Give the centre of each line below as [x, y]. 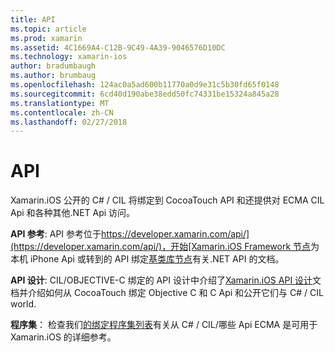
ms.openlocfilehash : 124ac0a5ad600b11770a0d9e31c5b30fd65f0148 [145, 85]
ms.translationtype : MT [60, 103]
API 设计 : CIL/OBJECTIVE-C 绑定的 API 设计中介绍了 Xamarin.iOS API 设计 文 [166, 280]
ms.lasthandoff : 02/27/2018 [69, 122]
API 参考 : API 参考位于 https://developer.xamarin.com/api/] [130, 234]
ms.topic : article [48, 29]
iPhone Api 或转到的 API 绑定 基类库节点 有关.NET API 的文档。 [157, 259]
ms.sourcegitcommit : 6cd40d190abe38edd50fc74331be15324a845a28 [145, 94]
